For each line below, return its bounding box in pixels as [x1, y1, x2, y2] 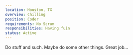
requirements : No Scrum [5, 21, 55, 26]
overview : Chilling [5, 12, 46, 17]
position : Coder [5, 16, 39, 21]
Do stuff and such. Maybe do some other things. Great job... [5, 44, 129, 50]
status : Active [5, 30, 37, 35]
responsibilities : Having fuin [5, 26, 70, 31]
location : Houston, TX [5, 7, 52, 12]
